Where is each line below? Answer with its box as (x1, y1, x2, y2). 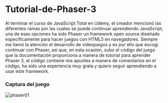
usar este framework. (5, 68, 50, 74)
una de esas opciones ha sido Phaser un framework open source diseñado (5, 31, 160, 37)
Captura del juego (5, 80, 50, 87)
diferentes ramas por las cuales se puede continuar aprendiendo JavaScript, (5, 25, 163, 31)
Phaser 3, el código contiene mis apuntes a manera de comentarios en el (5, 57, 156, 63)
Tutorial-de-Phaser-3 (5, 4, 97, 15)
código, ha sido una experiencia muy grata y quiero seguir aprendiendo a (5, 63, 157, 69)
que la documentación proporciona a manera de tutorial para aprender (5, 52, 151, 58)
